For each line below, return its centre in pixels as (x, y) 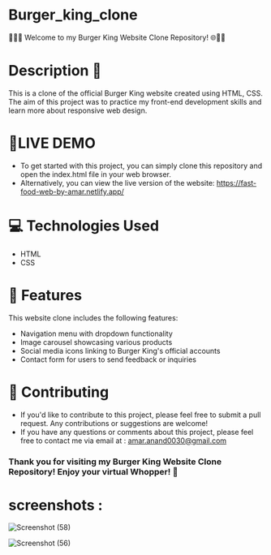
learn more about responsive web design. (78, 110)
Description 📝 (55, 71)
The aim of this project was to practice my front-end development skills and (135, 101)
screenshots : (56, 505)
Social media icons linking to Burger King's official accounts (120, 351)
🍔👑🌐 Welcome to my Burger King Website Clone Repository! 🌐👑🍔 (117, 37)
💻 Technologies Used (84, 226)
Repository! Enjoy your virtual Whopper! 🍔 (93, 471)
